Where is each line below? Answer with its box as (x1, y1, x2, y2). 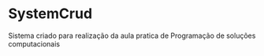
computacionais (8, 39, 61, 48)
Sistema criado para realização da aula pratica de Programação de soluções (8, 31, 256, 40)
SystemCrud (8, 5, 93, 23)
